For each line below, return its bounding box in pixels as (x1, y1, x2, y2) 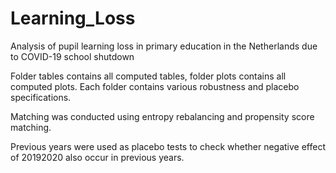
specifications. (10, 91, 72, 103)
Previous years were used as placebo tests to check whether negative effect (10, 140, 326, 152)
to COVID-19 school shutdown (10, 50, 135, 62)
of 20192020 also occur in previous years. (10, 151, 185, 163)
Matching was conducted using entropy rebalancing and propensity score (10, 110, 315, 122)
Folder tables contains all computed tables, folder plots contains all (10, 70, 287, 82)
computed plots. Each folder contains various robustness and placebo (10, 80, 300, 92)
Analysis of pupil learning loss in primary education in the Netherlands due (10, 40, 318, 52)
